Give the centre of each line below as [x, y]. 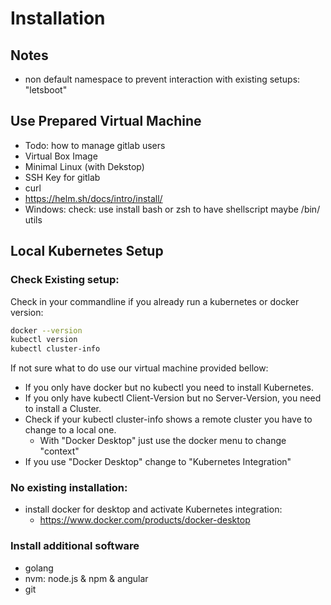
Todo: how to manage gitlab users [95, 145]
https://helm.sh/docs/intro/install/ [93, 198]
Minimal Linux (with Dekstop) [84, 166]
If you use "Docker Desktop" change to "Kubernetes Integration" [158, 462]
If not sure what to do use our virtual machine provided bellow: [139, 368]
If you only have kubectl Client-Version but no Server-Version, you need [173, 398]
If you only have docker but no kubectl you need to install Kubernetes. [169, 388]
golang [39, 568]
